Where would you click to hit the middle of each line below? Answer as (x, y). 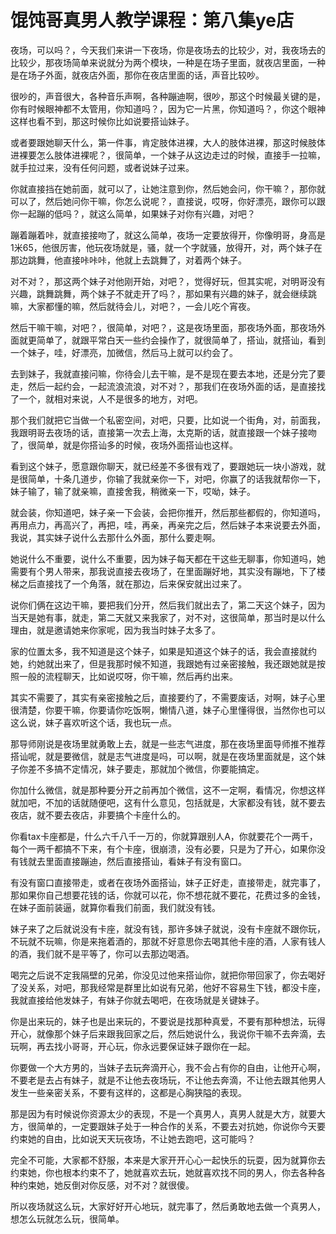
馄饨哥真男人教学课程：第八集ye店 (152, 20)
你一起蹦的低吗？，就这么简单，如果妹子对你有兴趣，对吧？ (133, 213)
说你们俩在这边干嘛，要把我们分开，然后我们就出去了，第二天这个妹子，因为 (168, 605)
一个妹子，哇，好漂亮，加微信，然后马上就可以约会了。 (124, 352)
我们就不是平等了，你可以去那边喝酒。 (115, 953)
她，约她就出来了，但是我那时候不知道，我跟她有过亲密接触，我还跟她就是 (163, 663)
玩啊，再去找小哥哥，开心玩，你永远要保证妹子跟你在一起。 (133, 1046)
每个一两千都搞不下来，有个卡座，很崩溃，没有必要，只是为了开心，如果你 (163, 848)
